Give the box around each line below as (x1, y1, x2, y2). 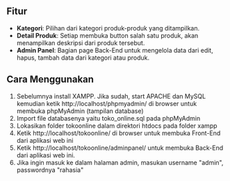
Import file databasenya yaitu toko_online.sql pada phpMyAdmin (16, 114, 201, 122)
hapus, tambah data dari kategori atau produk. (16, 53, 150, 62)
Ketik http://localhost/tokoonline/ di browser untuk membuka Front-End (16, 128, 221, 137)
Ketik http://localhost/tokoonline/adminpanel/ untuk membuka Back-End (16, 144, 224, 152)
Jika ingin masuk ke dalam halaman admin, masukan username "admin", (16, 158, 224, 166)
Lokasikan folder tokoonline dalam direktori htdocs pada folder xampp (16, 121, 217, 130)
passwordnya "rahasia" (16, 166, 84, 174)
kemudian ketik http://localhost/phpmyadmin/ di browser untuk (16, 99, 197, 107)
